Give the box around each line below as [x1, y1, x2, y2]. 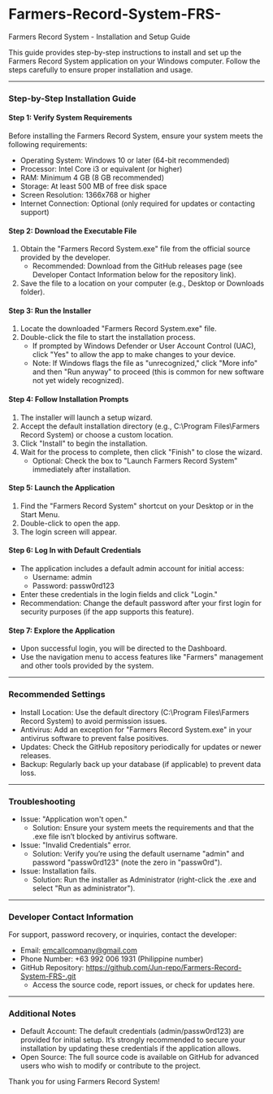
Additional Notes [8, 1008, 76, 1019]
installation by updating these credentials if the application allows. [19, 1044, 241, 1053]
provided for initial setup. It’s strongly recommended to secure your [19, 1035, 246, 1045]
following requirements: [8, 140, 88, 150]
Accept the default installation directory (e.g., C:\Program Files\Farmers [19, 421, 260, 431]
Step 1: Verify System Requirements [8, 113, 132, 123]
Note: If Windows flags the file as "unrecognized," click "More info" [32, 359, 258, 368]
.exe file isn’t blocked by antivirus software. [32, 831, 178, 841]
